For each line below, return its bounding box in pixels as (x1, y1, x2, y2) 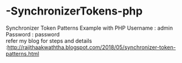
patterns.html (5, 50, 40, 57)
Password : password (5, 30, 60, 38)
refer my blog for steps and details (5, 37, 93, 44)
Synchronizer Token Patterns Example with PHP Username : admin (5, 24, 173, 31)
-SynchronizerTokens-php (5, 4, 143, 18)
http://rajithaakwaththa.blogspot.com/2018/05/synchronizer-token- (7, 44, 176, 51)
